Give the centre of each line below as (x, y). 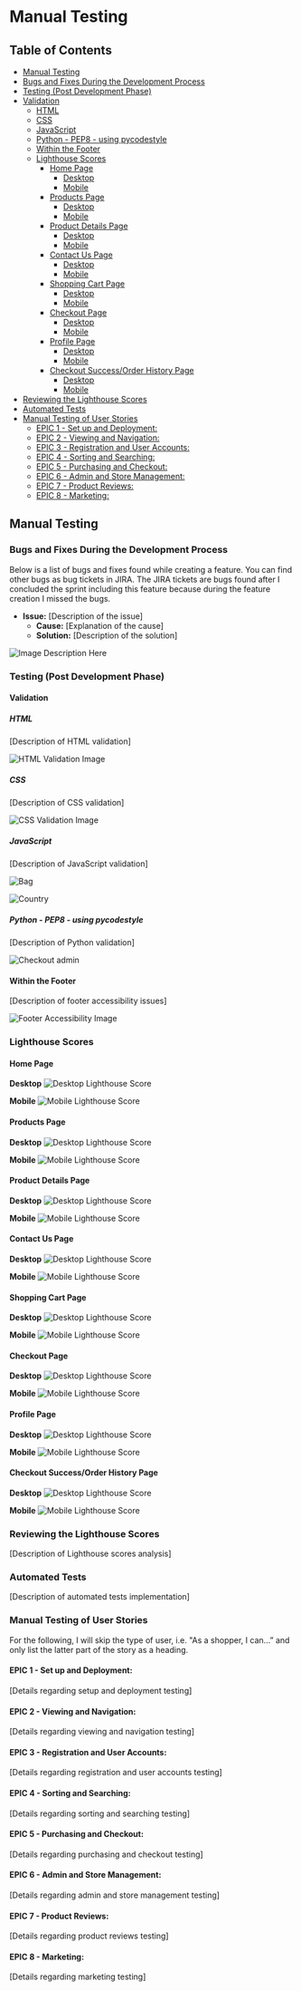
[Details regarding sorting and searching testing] (100, 1813)
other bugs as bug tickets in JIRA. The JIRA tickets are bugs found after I (145, 579)
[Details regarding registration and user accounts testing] (116, 1773)
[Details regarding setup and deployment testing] (101, 1690)
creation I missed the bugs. (60, 598)
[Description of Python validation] (72, 942)
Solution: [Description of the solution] (107, 635)
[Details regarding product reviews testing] (89, 1936)
